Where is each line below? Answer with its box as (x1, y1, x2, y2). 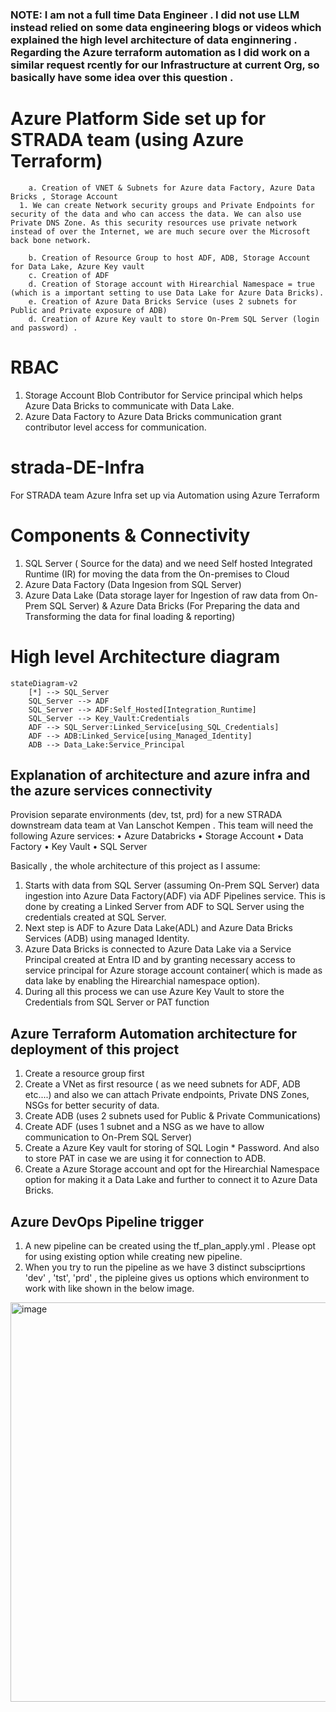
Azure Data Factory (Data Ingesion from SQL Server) (24, 578, 242, 590)
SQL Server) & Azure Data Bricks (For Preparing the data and (49, 599, 300, 612)
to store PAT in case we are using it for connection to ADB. (24, 1153, 267, 1165)
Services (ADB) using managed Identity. (24, 933, 190, 945)
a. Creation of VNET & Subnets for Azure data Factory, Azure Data (28, 183, 315, 193)
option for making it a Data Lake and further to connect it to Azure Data (24, 1174, 318, 1186)
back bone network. (10, 235, 92, 245)
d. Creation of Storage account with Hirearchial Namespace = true (28, 279, 315, 289)
